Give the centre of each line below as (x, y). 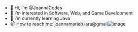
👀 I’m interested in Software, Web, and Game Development (71, 13)
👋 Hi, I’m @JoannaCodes (36, 8)
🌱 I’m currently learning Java (40, 18)
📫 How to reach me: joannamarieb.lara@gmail (59, 24)
